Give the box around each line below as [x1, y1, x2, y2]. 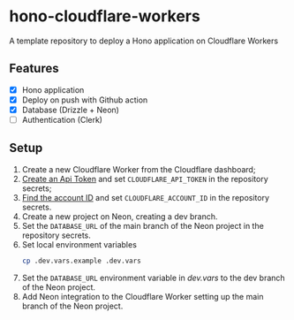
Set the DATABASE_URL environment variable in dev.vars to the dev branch [21, 272, 285, 283]
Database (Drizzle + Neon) [21, 104, 119, 115]
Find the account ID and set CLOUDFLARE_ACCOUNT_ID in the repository [21, 192, 270, 202]
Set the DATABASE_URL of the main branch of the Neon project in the [21, 220, 265, 231]
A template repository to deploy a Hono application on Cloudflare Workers [9, 35, 279, 46]
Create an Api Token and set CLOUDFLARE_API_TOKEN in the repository [21, 173, 269, 184]
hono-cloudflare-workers [9, 6, 200, 27]
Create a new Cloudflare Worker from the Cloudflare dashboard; [21, 164, 256, 174]
